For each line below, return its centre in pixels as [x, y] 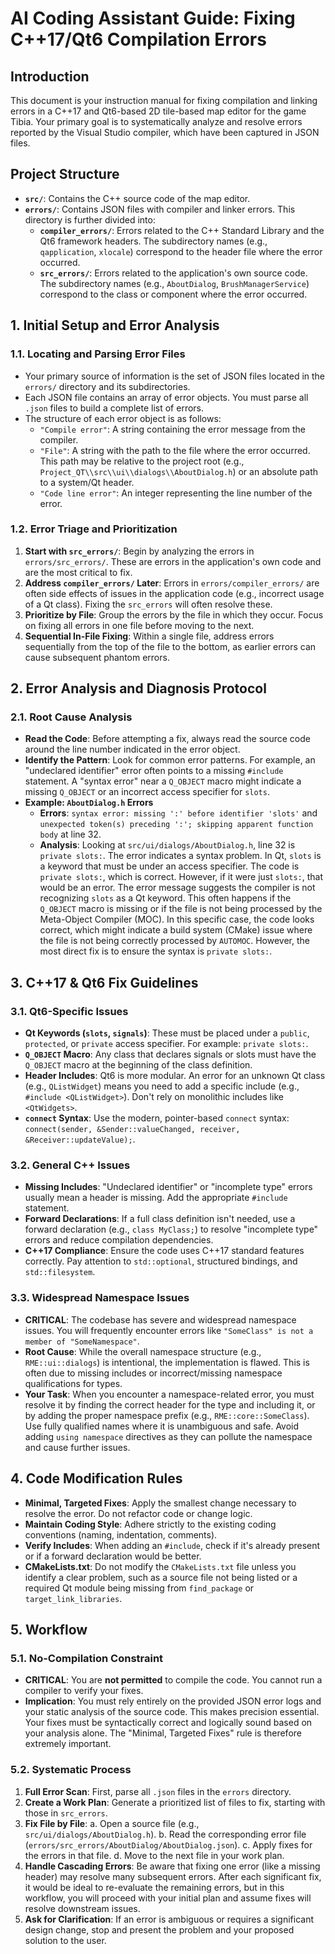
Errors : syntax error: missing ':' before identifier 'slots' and [178, 813]
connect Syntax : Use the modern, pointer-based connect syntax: [157, 1118]
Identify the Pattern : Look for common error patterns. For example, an [170, 760]
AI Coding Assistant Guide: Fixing [153, 18]
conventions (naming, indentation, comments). [121, 1534]
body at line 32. [70, 834]
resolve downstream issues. [82, 1908]
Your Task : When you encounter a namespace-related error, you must [169, 1394]
